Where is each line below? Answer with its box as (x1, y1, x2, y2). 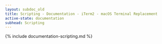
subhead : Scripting (5, 20, 45, 25)
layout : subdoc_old (5, 7, 45, 12)
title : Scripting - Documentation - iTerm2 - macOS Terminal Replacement (5, 11, 158, 16)
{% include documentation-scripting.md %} (5, 33, 93, 39)
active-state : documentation (5, 16, 64, 21)
